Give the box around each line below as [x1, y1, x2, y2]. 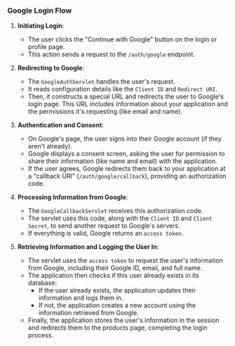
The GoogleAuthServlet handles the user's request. [27, 77, 175, 86]
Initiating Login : [17, 22, 65, 30]
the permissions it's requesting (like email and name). [27, 108, 183, 116]
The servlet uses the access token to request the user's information [27, 256, 223, 265]
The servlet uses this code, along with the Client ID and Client [27, 214, 213, 223]
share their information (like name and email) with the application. [27, 157, 217, 165]
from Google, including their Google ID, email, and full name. [27, 264, 203, 272]
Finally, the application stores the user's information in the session [27, 316, 220, 325]
